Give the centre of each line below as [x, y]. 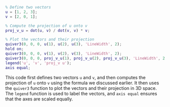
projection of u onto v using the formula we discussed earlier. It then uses [82, 83]
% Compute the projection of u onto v [46, 26]
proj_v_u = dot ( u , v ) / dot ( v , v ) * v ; [48, 30]
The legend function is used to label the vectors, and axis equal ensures [81, 93]
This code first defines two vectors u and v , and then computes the [76, 77]
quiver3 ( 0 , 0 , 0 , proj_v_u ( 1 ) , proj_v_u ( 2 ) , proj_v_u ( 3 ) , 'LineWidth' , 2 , [86, 58]
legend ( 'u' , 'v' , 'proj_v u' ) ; [38, 63]
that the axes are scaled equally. [39, 99]
